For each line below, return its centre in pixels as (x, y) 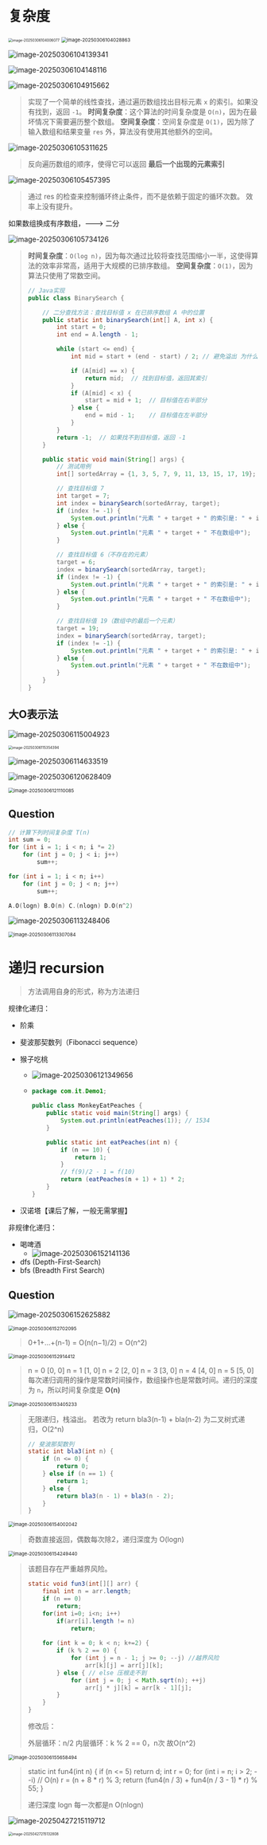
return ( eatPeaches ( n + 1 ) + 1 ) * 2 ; (122, 1180)
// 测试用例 (74, 467)
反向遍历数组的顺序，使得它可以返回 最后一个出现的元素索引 (126, 163)
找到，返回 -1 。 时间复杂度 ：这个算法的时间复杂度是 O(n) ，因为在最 (146, 112)
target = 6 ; (76, 563)
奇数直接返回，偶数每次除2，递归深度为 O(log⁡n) (106, 1540)
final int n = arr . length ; (87, 1592)
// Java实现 (46, 290)
